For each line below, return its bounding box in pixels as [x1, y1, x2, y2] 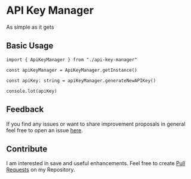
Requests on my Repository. [6, 166, 75, 174]
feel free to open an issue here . [6, 126, 84, 134]
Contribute [6, 144, 48, 154]
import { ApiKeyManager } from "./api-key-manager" [6, 56, 137, 63]
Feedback [6, 104, 44, 114]
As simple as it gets [6, 23, 54, 31]
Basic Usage [6, 41, 54, 51]
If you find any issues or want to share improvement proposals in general [6, 120, 186, 128]
